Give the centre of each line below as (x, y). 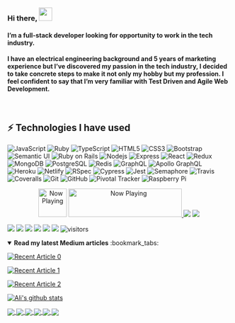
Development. (29, 89)
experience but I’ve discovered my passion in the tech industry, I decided (117, 67)
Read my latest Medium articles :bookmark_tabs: (86, 243)
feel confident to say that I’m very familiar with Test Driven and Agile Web (118, 81)
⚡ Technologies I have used (69, 128)
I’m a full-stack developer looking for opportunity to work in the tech (110, 35)
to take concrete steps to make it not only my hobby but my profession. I (116, 74)
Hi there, (22, 18)
